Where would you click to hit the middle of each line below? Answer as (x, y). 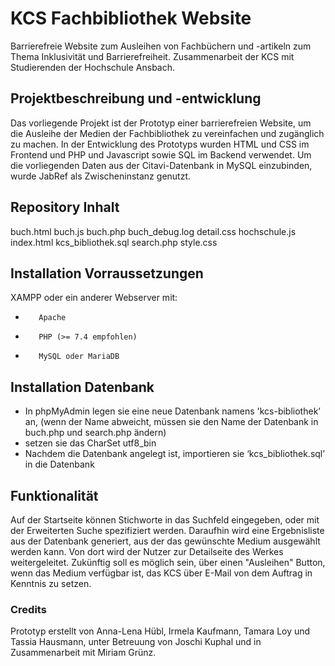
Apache (52, 318)
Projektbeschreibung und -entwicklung (136, 98)
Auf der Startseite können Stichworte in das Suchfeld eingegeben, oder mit (165, 520)
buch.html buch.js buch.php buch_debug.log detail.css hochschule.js (153, 231)
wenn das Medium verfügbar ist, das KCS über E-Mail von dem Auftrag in (161, 573)
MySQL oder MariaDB (79, 357)
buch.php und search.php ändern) (95, 433)
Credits (28, 609)
